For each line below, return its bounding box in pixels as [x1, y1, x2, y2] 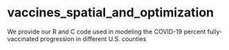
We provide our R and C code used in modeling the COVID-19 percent [7, 27, 206, 36]
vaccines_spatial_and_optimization [7, 5, 214, 21]
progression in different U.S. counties [40, 34, 147, 42]
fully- [207, 27, 223, 36]
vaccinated [7, 34, 39, 42]
